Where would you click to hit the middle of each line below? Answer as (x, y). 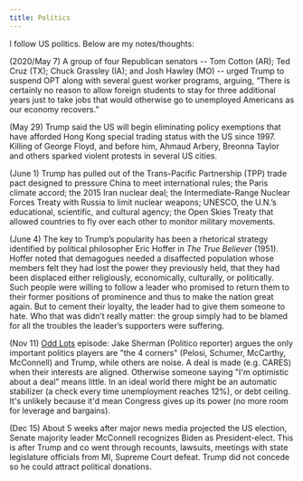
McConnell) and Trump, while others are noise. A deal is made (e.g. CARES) (151, 362)
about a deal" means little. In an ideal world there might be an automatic (143, 381)
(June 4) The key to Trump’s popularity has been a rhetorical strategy (139, 239)
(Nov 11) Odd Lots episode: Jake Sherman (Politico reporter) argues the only (151, 343)
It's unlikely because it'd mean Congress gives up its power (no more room (149, 400)
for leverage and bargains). (60, 410)
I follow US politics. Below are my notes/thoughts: (102, 43)
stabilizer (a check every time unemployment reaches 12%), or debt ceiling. (150, 391)
